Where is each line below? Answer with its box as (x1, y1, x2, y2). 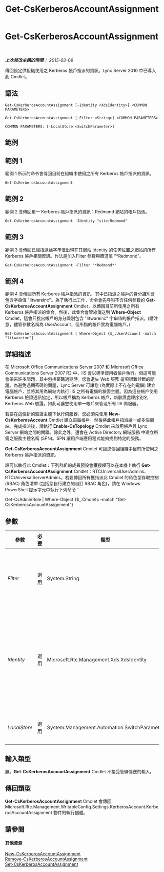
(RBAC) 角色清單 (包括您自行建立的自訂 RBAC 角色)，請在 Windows (5, 480, 141, 487)
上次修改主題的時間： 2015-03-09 (5, 57, 74, 63)
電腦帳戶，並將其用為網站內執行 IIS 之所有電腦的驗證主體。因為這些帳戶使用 (5, 389, 158, 394)
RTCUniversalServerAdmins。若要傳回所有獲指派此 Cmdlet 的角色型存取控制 (5, 475, 159, 480)
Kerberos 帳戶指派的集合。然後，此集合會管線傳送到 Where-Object (5, 309, 141, 315)
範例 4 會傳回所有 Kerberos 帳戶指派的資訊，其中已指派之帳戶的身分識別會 (5, 291, 155, 297)
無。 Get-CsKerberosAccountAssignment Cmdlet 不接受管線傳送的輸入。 (5, 768, 155, 774)
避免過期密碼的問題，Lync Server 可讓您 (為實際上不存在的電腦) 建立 (18, 382, 156, 388)
